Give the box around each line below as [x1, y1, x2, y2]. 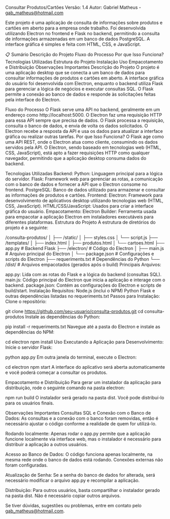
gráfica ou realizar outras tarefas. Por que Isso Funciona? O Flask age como [5, 133, 164, 140]
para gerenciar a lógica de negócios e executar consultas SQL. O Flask [5, 86, 154, 92]
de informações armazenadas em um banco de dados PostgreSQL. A [5, 36, 150, 42]
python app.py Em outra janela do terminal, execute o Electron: [5, 354, 137, 360]
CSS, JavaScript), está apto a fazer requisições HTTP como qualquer [5, 150, 150, 156]
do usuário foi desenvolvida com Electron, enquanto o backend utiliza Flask [5, 80, 163, 86]
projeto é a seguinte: [5, 225, 48, 231]
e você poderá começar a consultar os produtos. [5, 369, 108, 375]
